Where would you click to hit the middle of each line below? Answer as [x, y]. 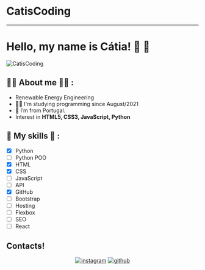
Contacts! [26, 246]
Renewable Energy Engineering [55, 97]
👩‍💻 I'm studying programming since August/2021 [77, 104]
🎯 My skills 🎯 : [33, 136]
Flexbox [25, 213]
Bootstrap [27, 199]
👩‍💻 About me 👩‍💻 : [40, 83]
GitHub [24, 192]
